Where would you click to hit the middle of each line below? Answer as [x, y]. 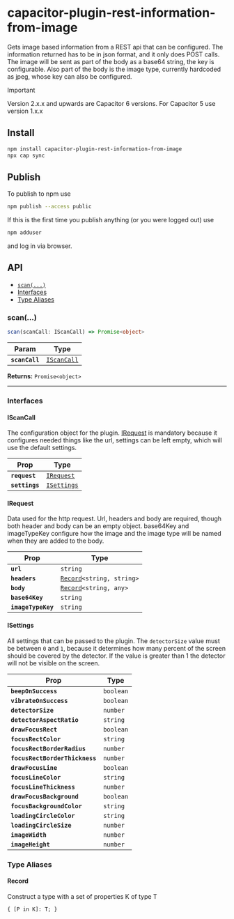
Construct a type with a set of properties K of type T [83, 896]
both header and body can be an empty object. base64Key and [98, 526]
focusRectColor [36, 739]
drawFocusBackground [45, 796]
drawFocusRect [34, 729]
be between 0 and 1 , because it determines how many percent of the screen [117, 648]
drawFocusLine [34, 767]
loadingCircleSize [41, 825]
